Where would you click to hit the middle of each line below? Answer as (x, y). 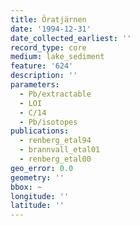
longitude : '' (40, 196)
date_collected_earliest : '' (71, 38)
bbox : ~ (26, 187)
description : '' (44, 76)
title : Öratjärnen (48, 19)
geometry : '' (37, 177)
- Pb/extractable (55, 94)
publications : (40, 131)
